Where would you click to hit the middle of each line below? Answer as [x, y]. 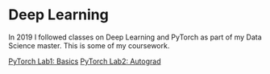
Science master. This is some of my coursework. [89, 45]
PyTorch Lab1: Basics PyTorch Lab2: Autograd [85, 61]
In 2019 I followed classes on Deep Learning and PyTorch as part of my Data [135, 37]
